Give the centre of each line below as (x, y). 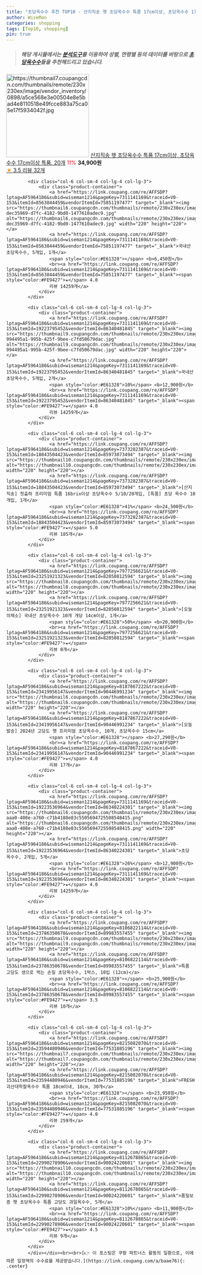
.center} (17, 1267)
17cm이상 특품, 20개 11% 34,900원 (60, 163)
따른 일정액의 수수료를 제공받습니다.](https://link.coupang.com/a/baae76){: (96, 1261)
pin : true (19, 34)
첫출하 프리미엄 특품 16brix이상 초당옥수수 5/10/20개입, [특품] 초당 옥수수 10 (108, 494)
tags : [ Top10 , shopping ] (37, 29)
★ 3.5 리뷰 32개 (26, 170)
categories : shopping (33, 23)
